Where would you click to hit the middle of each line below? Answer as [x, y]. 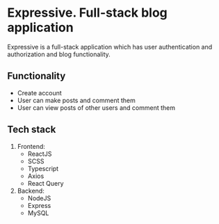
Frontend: [31, 146]
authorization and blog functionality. [59, 54]
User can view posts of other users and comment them [96, 107]
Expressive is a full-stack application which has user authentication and [110, 47]
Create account [40, 93]
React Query [46, 183]
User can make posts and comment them [76, 100]
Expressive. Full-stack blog [88, 13]
